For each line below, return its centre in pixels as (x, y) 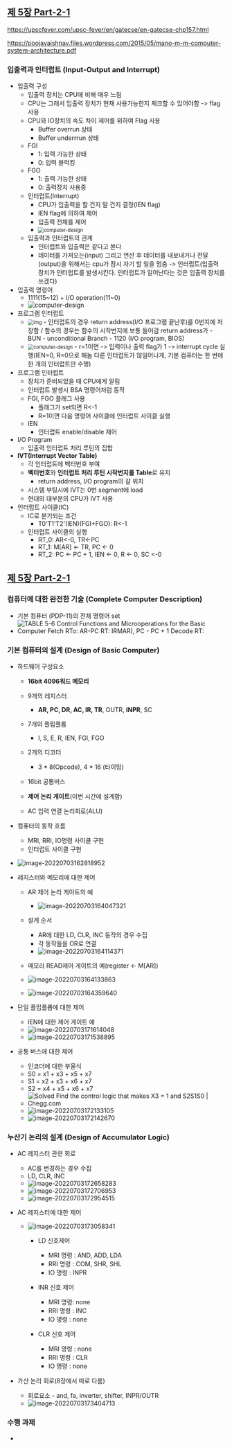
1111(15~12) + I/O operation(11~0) (74, 298)
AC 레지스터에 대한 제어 (49, 1213)
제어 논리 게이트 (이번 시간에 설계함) (75, 797)
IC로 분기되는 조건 (52, 516)
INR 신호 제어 (56, 1288)
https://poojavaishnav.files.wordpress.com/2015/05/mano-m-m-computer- (114, 43)
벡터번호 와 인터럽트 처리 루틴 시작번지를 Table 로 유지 (99, 472)
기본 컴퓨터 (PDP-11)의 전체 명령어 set (69, 616)
